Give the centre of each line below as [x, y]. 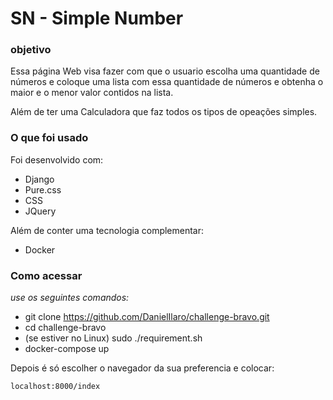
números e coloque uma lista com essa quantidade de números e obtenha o [167, 82]
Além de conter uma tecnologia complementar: [107, 230]
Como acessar [46, 275]
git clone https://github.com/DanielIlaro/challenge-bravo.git [147, 317]
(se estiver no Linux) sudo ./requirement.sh [113, 338]
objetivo [31, 50]
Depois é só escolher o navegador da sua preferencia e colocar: [142, 368]
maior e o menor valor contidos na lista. [92, 93]
